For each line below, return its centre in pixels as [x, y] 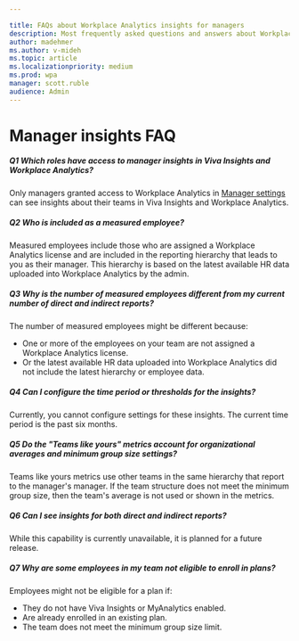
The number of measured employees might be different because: [129, 325]
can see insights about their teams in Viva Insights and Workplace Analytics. [149, 202]
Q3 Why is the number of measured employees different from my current [147, 294]
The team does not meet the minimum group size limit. [122, 627]
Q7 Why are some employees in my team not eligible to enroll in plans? [142, 568]
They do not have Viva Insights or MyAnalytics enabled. [124, 608]
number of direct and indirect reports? [81, 303]
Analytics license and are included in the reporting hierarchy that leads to [143, 254]
